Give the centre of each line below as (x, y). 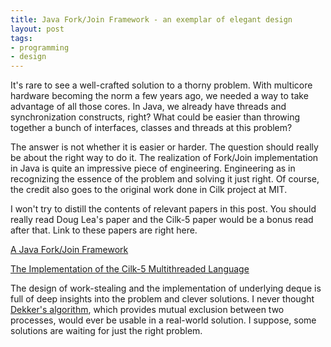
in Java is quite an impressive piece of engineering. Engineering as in (153, 168)
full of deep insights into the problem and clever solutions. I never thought (162, 299)
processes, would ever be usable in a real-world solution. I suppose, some (163, 320)
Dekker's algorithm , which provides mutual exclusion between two (147, 310)
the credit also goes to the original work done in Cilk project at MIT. (149, 190)
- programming (40, 47)
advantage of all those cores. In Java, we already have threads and (148, 107)
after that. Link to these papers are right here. (104, 230)
